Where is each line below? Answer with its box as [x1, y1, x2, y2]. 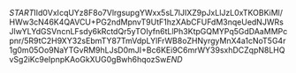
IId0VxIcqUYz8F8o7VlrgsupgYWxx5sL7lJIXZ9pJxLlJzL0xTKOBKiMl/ [34, 8, 283, 18]
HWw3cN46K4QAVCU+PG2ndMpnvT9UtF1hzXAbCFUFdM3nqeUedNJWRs [9, 17, 285, 27]
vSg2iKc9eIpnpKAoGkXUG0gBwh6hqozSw [9, 55, 167, 64]
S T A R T [9, 8, 34, 18]
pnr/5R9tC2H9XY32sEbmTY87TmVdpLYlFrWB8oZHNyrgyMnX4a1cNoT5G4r [9, 35, 286, 46]
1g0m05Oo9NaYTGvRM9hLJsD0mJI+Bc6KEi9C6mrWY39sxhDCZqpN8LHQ [9, 45, 285, 55]
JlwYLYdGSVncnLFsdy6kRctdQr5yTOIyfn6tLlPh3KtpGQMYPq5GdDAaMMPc [9, 26, 288, 36]
